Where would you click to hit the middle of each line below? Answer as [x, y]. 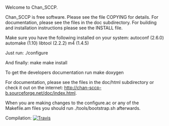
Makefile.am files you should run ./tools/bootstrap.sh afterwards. [73, 108]
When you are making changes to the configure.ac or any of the [72, 103]
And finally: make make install [36, 62]
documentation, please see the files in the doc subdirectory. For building [81, 23]
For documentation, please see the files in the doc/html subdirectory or [80, 82]
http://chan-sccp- [83, 88]
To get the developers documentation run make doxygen [65, 72]
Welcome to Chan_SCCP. [32, 7]
